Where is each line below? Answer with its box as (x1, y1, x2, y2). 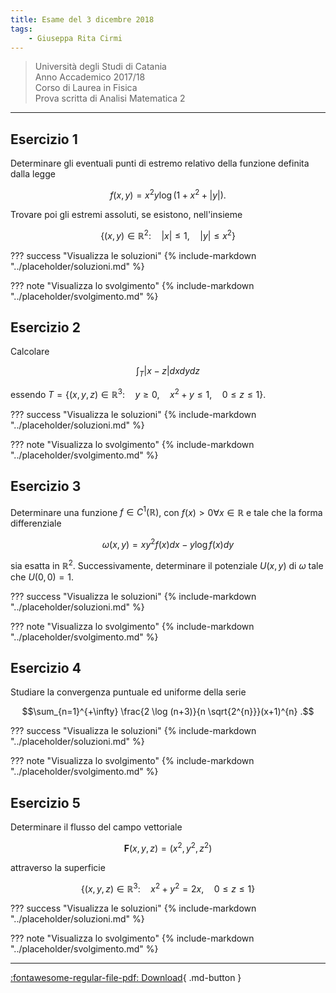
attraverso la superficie (10, 861, 106, 873)
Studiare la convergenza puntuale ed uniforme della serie (10, 686, 247, 698)
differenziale (10, 517, 62, 530)
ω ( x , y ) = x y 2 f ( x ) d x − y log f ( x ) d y (101, 537, 235, 550)
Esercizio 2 (10, 319, 81, 336)
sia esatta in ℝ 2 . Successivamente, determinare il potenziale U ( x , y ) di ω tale (10, 557, 324, 571)
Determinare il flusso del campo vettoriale (10, 821, 183, 833)
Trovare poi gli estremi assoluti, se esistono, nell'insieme (10, 208, 243, 220)
